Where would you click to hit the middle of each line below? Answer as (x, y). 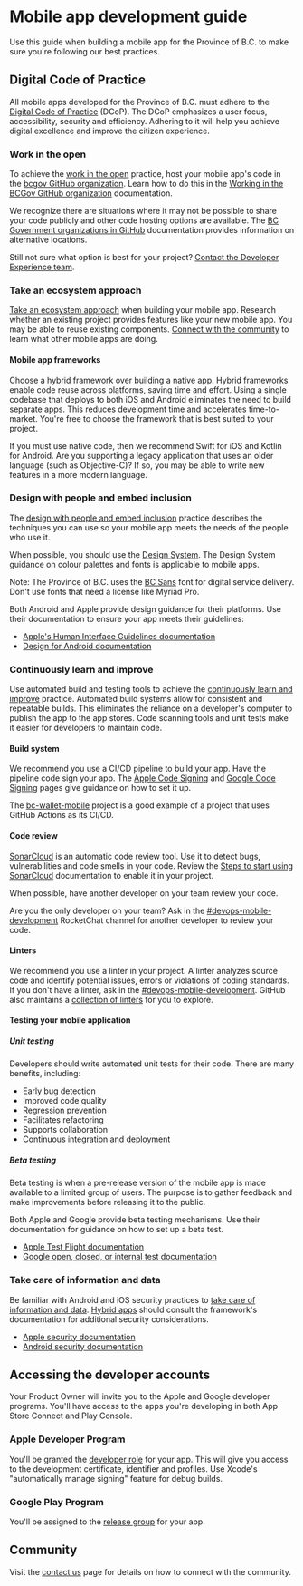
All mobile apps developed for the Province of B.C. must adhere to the (139, 102)
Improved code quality (64, 1101)
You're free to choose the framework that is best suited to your (156, 418)
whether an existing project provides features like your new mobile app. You (151, 320)
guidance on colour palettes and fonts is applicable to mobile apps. (134, 564)
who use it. (30, 537)
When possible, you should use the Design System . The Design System (142, 554)
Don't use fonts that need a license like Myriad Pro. (104, 591)
